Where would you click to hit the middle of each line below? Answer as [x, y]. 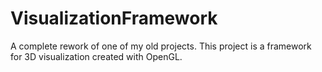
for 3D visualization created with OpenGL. [96, 56]
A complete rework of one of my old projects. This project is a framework [161, 46]
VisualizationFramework [114, 18]
